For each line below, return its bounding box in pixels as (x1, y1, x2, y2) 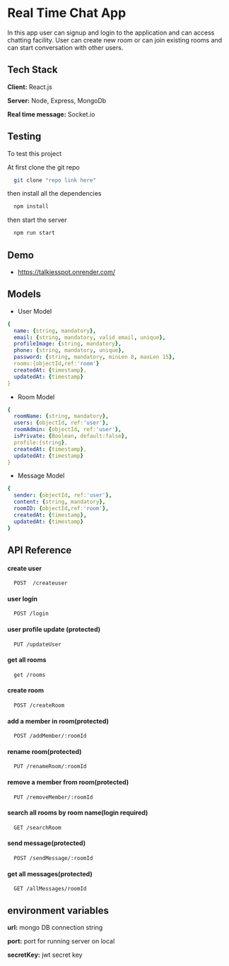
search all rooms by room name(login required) (7, 808, 148, 817)
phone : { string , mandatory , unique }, (13, 347, 125, 354)
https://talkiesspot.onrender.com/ (17, 268, 115, 276)
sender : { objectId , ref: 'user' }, (13, 492, 112, 499)
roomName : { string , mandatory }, (13, 413, 110, 420)
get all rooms (7, 656, 47, 664)
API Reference (7, 544, 72, 556)
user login (7, 594, 37, 603)
